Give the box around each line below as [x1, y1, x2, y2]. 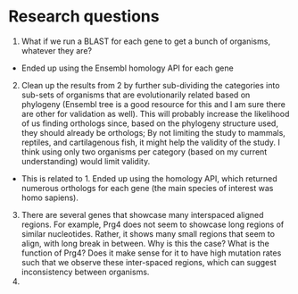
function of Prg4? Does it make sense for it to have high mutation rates [21, 248, 282, 258]
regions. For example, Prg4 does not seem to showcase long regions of [21, 219, 285, 230]
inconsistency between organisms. [21, 266, 150, 277]
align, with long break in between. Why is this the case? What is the [21, 238, 269, 248]
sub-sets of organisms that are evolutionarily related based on [21, 89, 251, 100]
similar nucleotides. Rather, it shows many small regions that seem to [21, 228, 276, 239]
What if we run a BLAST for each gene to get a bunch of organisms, [21, 36, 271, 46]
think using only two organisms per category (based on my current [21, 146, 268, 157]
